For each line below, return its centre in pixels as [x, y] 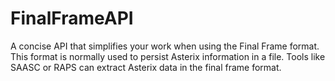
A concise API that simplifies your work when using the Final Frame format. [165, 46]
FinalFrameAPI [72, 18]
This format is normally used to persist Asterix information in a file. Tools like [168, 56]
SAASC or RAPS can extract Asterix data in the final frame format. [146, 67]
